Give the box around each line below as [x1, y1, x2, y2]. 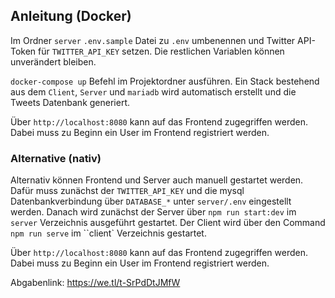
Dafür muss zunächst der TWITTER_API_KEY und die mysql [10, 185, 245, 197]
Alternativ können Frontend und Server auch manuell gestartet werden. [10, 174, 304, 186]
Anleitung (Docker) [10, 8, 132, 25]
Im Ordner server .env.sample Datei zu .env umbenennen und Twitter [10, 34, 296, 46]
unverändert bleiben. [10, 55, 97, 68]
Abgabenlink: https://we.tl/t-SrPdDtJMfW [10, 277, 181, 289]
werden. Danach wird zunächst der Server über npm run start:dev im [10, 206, 297, 218]
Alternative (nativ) [10, 151, 102, 165]
